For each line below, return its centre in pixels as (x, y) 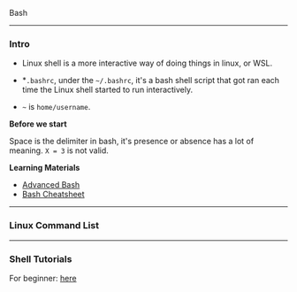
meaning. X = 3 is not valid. (59, 150)
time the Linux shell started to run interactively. (107, 90)
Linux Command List (54, 226)
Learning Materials (45, 168)
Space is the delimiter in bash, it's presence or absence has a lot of (132, 142)
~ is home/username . (56, 107)
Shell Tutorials (41, 258)
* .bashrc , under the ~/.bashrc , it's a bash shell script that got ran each (151, 81)
